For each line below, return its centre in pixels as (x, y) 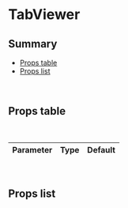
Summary (33, 44)
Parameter (32, 149)
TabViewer (44, 15)
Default (101, 149)
